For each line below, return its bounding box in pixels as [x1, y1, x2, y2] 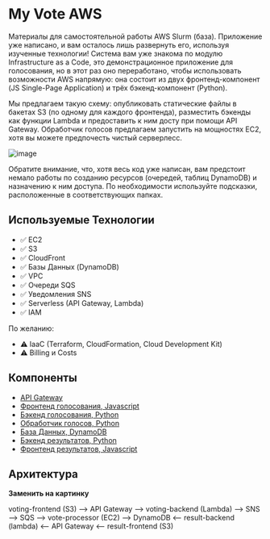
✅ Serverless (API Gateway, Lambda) [19, 298, 144, 307]
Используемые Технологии [8, 213, 155, 227]
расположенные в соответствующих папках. [8, 190, 164, 199]
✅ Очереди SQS [19, 280, 76, 290]
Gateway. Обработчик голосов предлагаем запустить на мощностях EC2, [8, 124, 262, 134]
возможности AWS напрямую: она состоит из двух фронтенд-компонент [8, 74, 260, 84]
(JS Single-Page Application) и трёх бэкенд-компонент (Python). [8, 82, 228, 93]
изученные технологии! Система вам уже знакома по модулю [8, 48, 223, 58]
